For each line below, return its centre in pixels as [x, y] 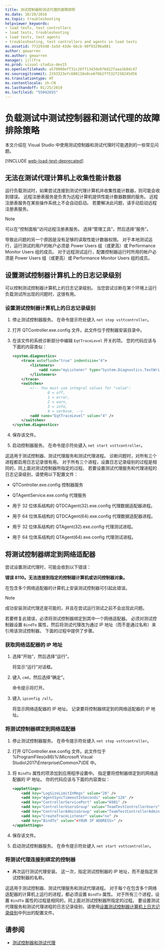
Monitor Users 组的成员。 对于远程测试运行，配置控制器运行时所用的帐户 [79, 252]
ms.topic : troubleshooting [33, 19]
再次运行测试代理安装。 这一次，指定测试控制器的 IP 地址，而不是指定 [83, 871]
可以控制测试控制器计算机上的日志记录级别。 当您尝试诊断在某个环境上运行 [81, 288]
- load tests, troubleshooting [37, 33]
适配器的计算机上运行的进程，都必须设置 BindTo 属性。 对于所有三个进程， [80, 894]
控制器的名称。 [32, 878]
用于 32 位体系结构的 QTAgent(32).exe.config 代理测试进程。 [74, 527]
